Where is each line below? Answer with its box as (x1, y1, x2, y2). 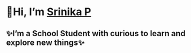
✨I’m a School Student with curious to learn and (6, 29, 186, 38)
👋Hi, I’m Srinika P (6, 5, 92, 19)
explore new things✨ (6, 37, 85, 47)
